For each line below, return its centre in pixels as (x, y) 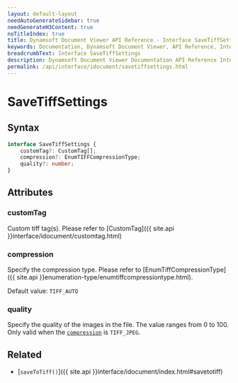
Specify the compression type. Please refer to (74, 270)
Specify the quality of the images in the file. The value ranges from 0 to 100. (118, 325)
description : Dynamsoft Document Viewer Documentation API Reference (112, 60)
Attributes (30, 193)
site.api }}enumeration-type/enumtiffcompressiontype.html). (105, 277)
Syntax (23, 128)
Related (25, 354)
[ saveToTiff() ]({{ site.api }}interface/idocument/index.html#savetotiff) (120, 372)
